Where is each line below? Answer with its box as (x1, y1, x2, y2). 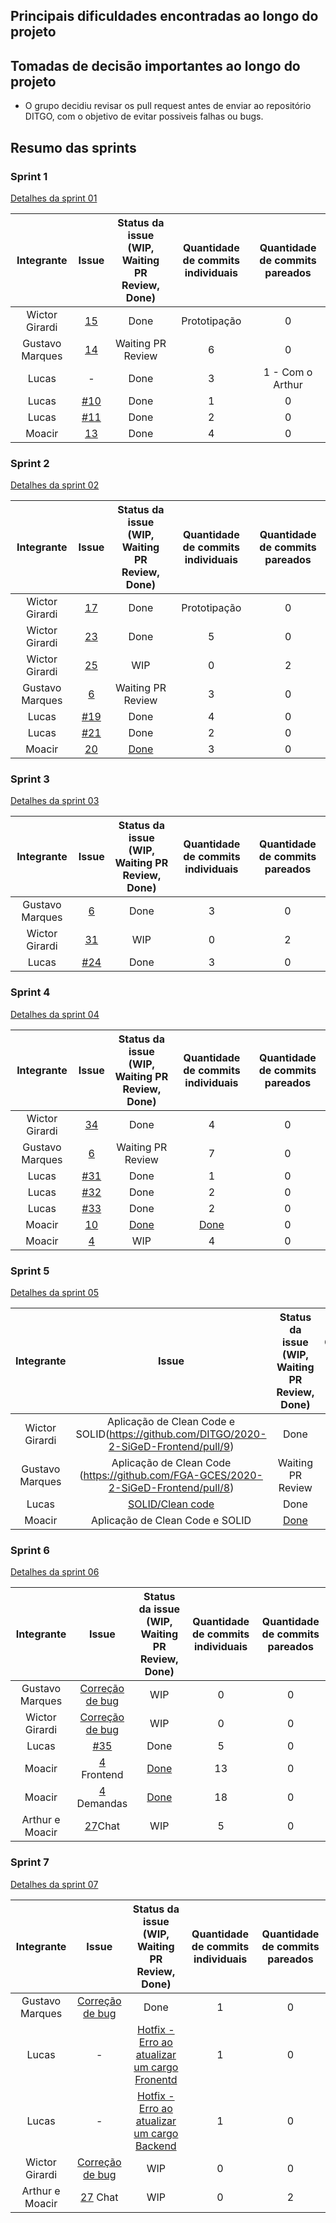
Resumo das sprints (10, 139, 137, 156)
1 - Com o (263, 365, 313, 379)
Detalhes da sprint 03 (10, 795, 100, 807)
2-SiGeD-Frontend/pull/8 (108, 1481, 231, 1495)
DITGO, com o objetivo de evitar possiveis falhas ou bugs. (24, 110, 264, 123)
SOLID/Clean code (127, 1497, 215, 1511)
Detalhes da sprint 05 (10, 1287, 99, 1299)
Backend (135, 2139, 177, 2153)
